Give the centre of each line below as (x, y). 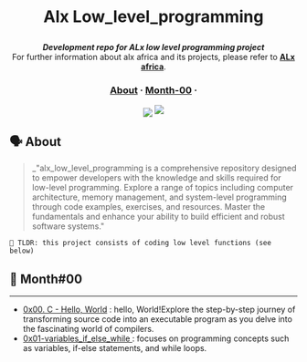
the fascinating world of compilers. (88, 329)
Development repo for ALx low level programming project (153, 47)
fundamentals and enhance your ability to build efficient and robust (158, 217)
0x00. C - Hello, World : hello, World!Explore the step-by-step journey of (159, 310)
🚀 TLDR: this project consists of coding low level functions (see (141, 243)
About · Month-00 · (153, 90)
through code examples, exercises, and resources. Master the (148, 207)
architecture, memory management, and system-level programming (159, 197)
